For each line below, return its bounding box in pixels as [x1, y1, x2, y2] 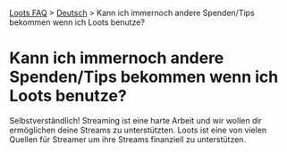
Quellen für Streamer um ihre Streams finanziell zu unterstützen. [9, 133, 247, 145]
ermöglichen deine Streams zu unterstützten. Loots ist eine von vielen [9, 124, 267, 135]
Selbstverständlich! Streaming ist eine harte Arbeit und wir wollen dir [9, 115, 262, 125]
